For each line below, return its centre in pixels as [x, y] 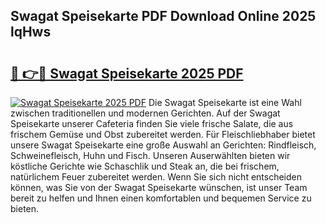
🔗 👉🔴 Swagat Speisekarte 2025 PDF [127, 73]
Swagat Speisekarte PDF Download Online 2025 [163, 16]
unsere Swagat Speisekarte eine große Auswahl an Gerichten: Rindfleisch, [163, 145]
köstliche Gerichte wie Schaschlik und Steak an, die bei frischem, [145, 166]
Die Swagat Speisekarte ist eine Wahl [225, 102]
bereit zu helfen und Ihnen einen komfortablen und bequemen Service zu [161, 198]
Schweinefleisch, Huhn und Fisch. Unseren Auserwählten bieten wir [150, 155]
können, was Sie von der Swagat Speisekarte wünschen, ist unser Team [159, 187]
